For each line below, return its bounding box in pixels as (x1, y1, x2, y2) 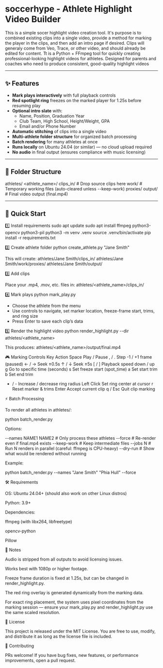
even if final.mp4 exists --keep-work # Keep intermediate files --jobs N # (5, 441, 151, 446)
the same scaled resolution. (5, 610, 61, 616)
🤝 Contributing (5, 643, 34, 649)
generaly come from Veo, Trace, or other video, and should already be (5, 45, 146, 51)
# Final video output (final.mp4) (5, 191, 68, 197)
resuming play (12, 103, 41, 108)
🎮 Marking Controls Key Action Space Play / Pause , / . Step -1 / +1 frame (5, 354, 152, 360)
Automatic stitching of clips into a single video (12, 128, 107, 134)
